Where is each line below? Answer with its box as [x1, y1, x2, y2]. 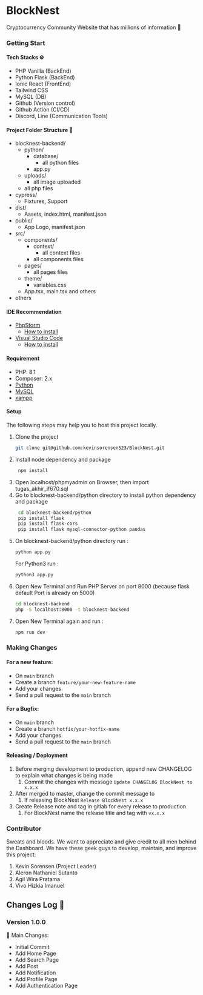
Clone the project [15, 433, 59, 440]
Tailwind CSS [15, 87, 48, 94]
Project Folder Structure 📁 [6, 126, 73, 133]
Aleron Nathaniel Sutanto [15, 869, 78, 876]
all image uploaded [33, 178, 81, 185]
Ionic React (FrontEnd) [15, 80, 72, 88]
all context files [42, 249, 81, 256]
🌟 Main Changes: [6, 931, 50, 939]
